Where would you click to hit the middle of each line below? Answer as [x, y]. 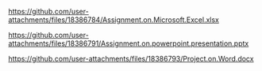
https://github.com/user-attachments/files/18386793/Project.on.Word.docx [131, 59]
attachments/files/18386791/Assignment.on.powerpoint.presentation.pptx [129, 43]
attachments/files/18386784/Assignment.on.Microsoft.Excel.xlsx [114, 20]
